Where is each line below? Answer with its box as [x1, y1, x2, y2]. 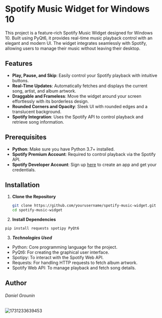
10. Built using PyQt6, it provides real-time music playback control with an [5, 35, 153, 41]
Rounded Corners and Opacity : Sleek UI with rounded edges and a [12, 103, 148, 109]
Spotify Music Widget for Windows [5, 3, 150, 15]
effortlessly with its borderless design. [12, 98, 89, 104]
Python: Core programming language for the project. [12, 244, 118, 250]
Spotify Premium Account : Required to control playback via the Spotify [12, 151, 156, 157]
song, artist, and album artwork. [12, 88, 76, 94]
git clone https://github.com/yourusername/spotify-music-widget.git [12, 203, 157, 208]
